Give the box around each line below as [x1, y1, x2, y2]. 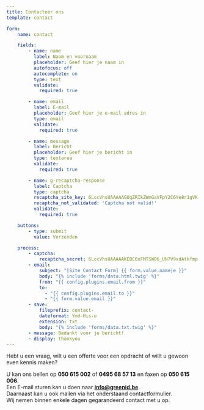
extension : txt [38, 318, 78, 325]
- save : [28, 301, 48, 308]
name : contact [17, 31, 53, 37]
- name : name [28, 48, 62, 54]
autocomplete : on [33, 71, 78, 77]
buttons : [17, 222, 40, 229]
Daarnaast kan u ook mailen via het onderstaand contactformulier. [6, 390, 173, 397]
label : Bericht [33, 144, 72, 150]
